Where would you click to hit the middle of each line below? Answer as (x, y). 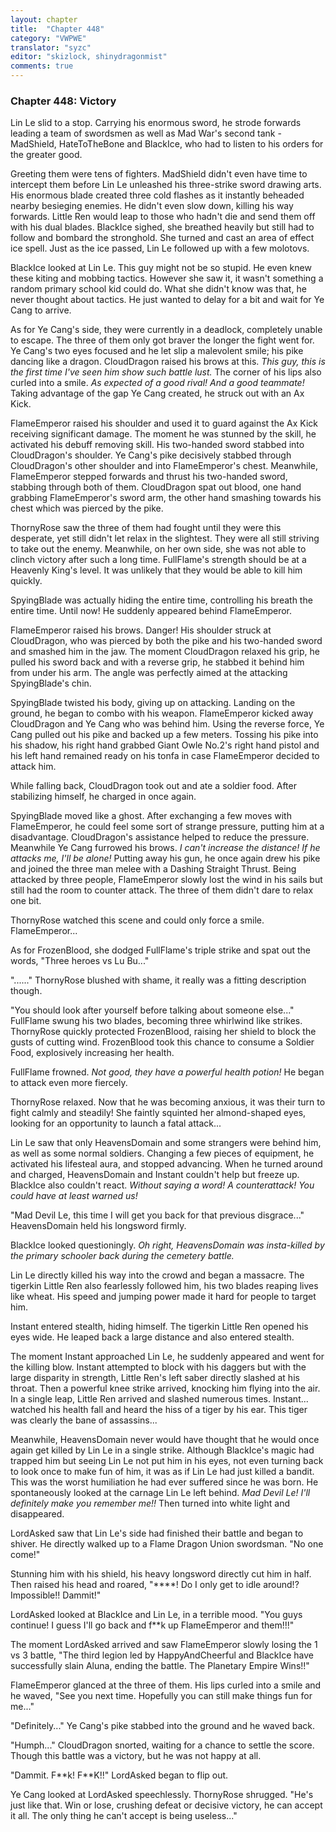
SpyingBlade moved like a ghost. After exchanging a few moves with (151, 816)
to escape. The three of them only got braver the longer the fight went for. (162, 340)
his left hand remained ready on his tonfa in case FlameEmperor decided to (165, 756)
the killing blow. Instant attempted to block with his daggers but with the (158, 1367)
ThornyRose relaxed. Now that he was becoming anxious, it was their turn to (168, 1102)
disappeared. (37, 1514)
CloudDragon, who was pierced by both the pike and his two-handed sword (166, 641)
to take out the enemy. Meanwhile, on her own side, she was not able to (158, 549)
